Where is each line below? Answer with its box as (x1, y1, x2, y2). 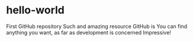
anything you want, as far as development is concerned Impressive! (6, 29, 172, 36)
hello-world (6, 3, 65, 17)
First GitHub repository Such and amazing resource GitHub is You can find (6, 23, 188, 30)
